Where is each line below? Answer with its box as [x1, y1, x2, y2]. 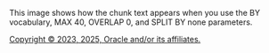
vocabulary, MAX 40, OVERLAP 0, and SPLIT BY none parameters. [9, 17, 253, 27]
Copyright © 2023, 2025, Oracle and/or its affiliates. [9, 34, 201, 44]
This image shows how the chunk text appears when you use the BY [9, 8, 261, 18]
